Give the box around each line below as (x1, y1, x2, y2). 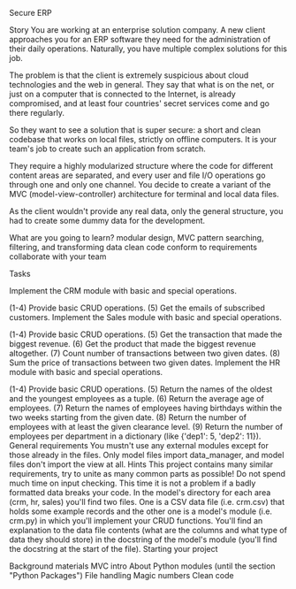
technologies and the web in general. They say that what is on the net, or (9, 80, 275, 89)
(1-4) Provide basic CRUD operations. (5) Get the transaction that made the (9, 329, 283, 340)
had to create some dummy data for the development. (9, 216, 206, 226)
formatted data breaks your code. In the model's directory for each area (9, 487, 271, 498)
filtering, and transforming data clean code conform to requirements (9, 242, 258, 252)
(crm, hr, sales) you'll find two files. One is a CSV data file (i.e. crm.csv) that (9, 497, 285, 507)
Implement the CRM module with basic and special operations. (9, 286, 237, 295)
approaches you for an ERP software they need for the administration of (9, 34, 271, 44)
